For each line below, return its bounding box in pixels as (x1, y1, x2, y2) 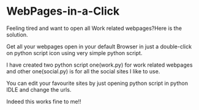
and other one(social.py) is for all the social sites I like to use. (6, 67, 160, 75)
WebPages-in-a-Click (6, 4, 120, 18)
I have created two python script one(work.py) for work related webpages (6, 61, 193, 68)
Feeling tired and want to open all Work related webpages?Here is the (6, 24, 182, 32)
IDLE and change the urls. (6, 86, 72, 93)
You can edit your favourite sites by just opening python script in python (6, 79, 189, 87)
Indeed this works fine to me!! (6, 98, 81, 105)
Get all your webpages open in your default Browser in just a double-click (6, 43, 192, 50)
